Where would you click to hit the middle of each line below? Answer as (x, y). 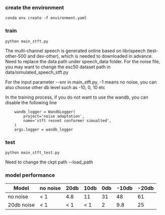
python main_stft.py (27, 41)
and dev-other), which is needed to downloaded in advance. (90, 56)
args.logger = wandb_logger (44, 130)
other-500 (16, 56)
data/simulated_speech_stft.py (37, 72)
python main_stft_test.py (32, 153)
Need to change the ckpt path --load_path (49, 162)
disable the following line (31, 102)
